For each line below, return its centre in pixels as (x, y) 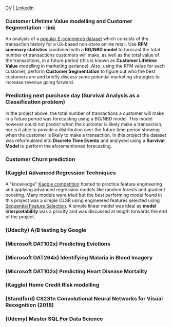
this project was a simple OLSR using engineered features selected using (83, 200)
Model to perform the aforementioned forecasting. (59, 146)
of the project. (20, 217)
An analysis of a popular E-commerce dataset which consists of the (77, 39)
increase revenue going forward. (40, 83)
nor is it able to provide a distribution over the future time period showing (83, 129)
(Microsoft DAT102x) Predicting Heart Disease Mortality (77, 271)
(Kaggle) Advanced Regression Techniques (61, 173)
